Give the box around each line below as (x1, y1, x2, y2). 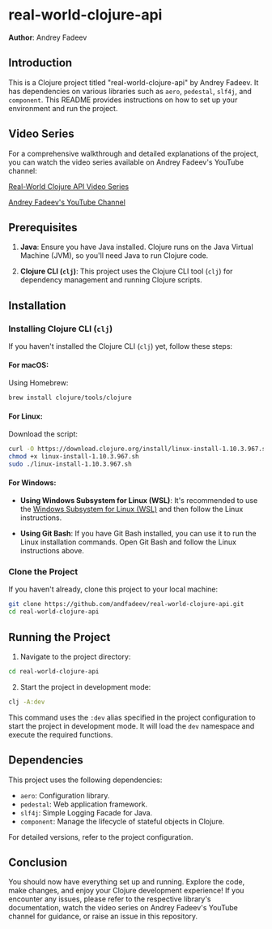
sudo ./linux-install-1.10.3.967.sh (8, 460, 132, 468)
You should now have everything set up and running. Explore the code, (8, 877, 245, 887)
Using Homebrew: (8, 378, 69, 388)
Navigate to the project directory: (19, 652, 131, 662)
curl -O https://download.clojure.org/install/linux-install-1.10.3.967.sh (8, 445, 270, 454)
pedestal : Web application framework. (19, 799, 148, 809)
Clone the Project (8, 566, 79, 578)
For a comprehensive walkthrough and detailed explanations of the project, (8, 148, 259, 158)
